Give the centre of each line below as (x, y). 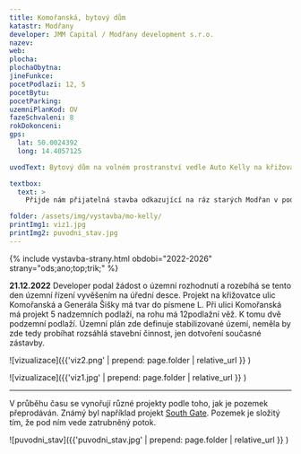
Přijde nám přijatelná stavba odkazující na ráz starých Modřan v (152, 200)
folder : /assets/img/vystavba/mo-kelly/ (86, 216)
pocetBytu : (30, 92)
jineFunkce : (31, 76)
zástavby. (27, 343)
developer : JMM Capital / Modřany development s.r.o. (112, 34)
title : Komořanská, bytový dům (68, 17)
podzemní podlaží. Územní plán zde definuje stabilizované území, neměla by (150, 323)
